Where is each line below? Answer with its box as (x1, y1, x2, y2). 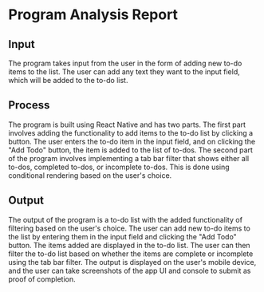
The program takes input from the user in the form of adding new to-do (8, 58, 242, 68)
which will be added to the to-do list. (8, 76, 128, 85)
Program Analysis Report (8, 6, 178, 24)
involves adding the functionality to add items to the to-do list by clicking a (8, 128, 254, 137)
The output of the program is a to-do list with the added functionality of (8, 215, 243, 224)
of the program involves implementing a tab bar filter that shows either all (8, 153, 250, 163)
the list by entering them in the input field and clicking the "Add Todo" (8, 231, 237, 241)
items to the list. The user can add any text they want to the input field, (8, 67, 241, 77)
